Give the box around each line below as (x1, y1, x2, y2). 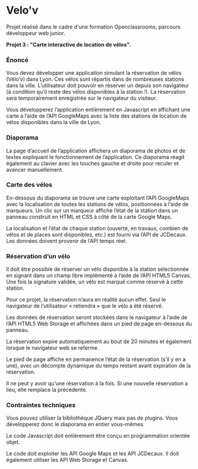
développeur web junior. (6, 29, 65, 36)
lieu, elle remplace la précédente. (6, 386, 88, 394)
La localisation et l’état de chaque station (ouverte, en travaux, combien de (6, 224, 189, 232)
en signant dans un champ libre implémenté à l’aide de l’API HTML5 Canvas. (6, 272, 191, 279)
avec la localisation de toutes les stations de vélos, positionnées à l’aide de (6, 200, 189, 208)
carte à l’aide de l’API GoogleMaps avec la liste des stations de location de (6, 112, 187, 119)
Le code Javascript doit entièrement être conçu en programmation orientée (6, 432, 190, 439)
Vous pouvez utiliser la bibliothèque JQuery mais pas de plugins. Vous (6, 414, 178, 422)
